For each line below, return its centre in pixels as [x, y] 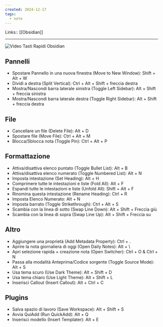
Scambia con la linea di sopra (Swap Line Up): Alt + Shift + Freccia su [81, 214]
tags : [10, 14]
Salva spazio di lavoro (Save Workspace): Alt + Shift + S [68, 309]
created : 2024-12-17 [26, 9]
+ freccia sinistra [29, 94]
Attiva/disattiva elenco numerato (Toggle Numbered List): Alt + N [77, 173]
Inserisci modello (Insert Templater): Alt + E [55, 320]
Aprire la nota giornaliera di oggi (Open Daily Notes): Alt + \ [71, 246]
